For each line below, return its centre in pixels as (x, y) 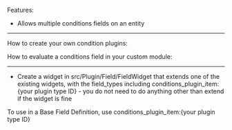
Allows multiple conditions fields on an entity (81, 23)
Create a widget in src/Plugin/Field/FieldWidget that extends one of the (118, 76)
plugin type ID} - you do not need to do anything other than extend (129, 91)
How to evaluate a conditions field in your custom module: (90, 57)
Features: (21, 10)
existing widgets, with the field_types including (84, 84)
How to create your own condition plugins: (67, 43)
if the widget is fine (45, 99)
